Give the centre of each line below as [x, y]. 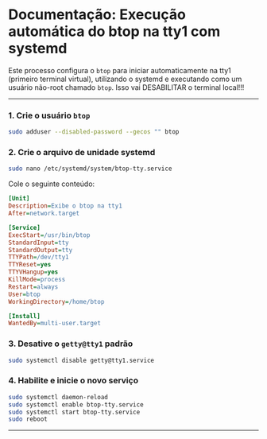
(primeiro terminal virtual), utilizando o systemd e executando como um [125, 79]
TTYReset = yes [30, 265]
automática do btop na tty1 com [114, 31]
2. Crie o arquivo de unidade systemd [82, 153]
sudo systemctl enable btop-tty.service [76, 404]
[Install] [25, 316]
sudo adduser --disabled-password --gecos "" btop [94, 132]
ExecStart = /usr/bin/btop [49, 235]
